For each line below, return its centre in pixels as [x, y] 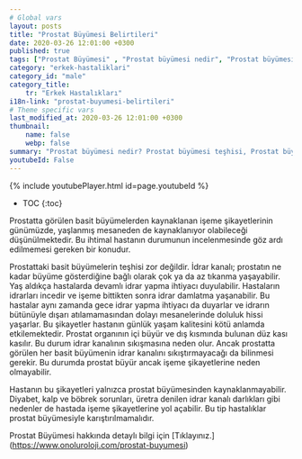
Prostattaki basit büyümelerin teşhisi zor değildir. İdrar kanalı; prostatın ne [145, 266]
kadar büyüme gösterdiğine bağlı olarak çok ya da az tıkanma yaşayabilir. [145, 276]
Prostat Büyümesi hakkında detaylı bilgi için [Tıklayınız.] [112, 435]
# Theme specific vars [52, 110]
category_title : [40, 85]
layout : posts [36, 26]
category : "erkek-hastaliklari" [70, 68]
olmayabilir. [31, 372]
